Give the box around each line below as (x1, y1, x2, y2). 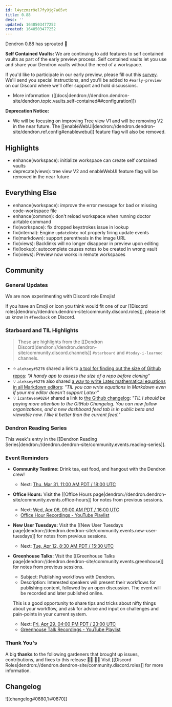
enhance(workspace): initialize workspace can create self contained (12, 157, 157, 163)
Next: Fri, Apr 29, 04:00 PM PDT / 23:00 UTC (20, 621, 116, 627)
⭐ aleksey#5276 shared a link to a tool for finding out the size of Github (12, 365, 161, 371)
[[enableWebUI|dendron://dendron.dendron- (61, 123, 155, 129)
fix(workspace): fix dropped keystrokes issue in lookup (12, 224, 129, 230)
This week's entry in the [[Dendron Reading (5, 436, 97, 442)
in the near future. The (12, 123, 60, 129)
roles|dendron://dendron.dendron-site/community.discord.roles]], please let (5, 309, 166, 315)
